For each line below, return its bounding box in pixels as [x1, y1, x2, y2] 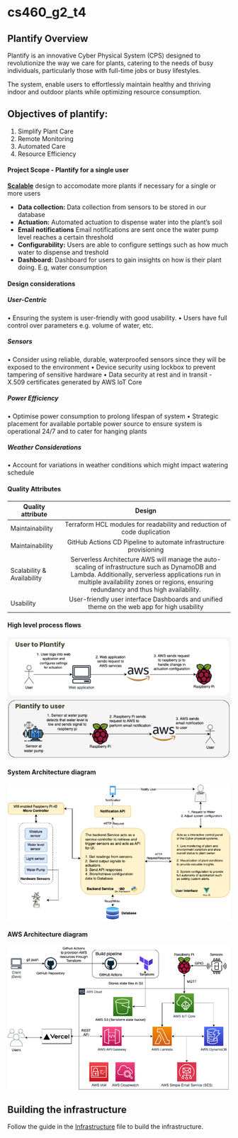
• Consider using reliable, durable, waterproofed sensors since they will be [7, 355, 226, 364]
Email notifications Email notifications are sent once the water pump [17, 225, 219, 234]
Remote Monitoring [17, 134, 74, 143]
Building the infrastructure [7, 1103, 127, 1115]
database [17, 211, 45, 219]
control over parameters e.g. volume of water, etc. [7, 320, 154, 330]
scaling [75, 562, 97, 571]
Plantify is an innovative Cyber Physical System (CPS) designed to [7, 51, 200, 60]
